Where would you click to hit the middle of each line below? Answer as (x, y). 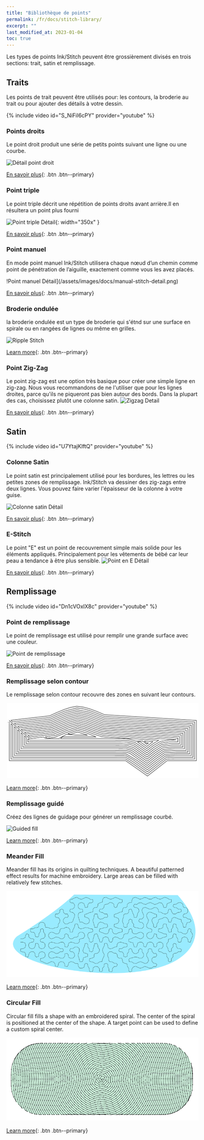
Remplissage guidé (35, 803)
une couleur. (22, 642)
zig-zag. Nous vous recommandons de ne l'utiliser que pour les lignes (94, 388)
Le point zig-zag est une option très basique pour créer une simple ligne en (101, 381)
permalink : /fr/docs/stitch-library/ (54, 19)
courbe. (16, 151)
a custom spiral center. (35, 1029)
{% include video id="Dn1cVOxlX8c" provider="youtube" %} (82, 606)
